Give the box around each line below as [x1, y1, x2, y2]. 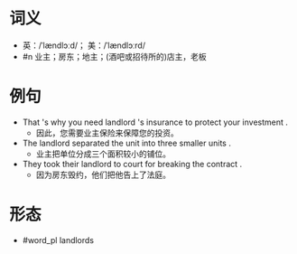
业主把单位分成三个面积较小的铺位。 [35, 148, 172, 159]
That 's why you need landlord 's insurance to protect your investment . [22, 117, 289, 127]
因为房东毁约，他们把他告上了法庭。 [35, 169, 172, 180]
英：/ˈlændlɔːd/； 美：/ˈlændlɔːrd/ [22, 40, 146, 51]
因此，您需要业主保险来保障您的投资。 [35, 127, 179, 138]
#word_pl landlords [22, 234, 95, 245]
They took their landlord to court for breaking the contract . [22, 158, 243, 169]
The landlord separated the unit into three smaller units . [22, 137, 232, 148]
